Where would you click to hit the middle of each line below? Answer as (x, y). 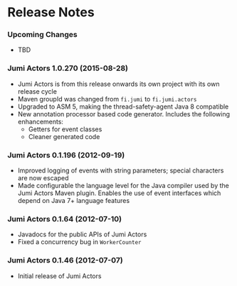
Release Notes (51, 12)
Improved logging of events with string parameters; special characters (121, 170)
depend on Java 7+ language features (74, 201)
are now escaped (43, 178)
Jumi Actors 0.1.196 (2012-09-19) (66, 155)
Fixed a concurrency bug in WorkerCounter (79, 242)
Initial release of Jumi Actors (59, 276)
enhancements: (41, 121)
